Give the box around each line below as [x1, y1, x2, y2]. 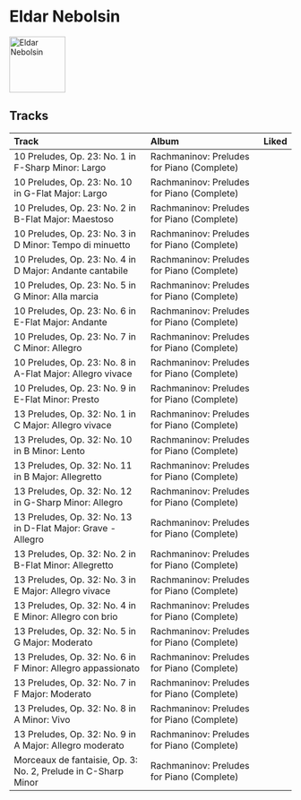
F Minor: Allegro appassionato [13, 661, 141, 674]
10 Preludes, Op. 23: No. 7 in [13, 330, 137, 342]
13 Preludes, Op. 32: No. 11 [13, 459, 133, 471]
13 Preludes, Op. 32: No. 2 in [13, 547, 137, 560]
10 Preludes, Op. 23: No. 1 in [13, 150, 137, 162]
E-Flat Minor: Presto [13, 392, 100, 405]
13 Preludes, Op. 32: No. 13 [13, 511, 133, 523]
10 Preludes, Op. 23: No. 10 [13, 176, 133, 188]
